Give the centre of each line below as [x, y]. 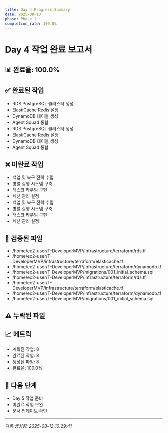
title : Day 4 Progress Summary [38, 10]
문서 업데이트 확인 [30, 411]
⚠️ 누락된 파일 [25, 315]
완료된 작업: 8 [26, 356]
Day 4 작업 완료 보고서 [49, 50]
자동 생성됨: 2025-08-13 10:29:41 [39, 426]
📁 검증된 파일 [24, 238]
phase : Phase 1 [21, 19]
